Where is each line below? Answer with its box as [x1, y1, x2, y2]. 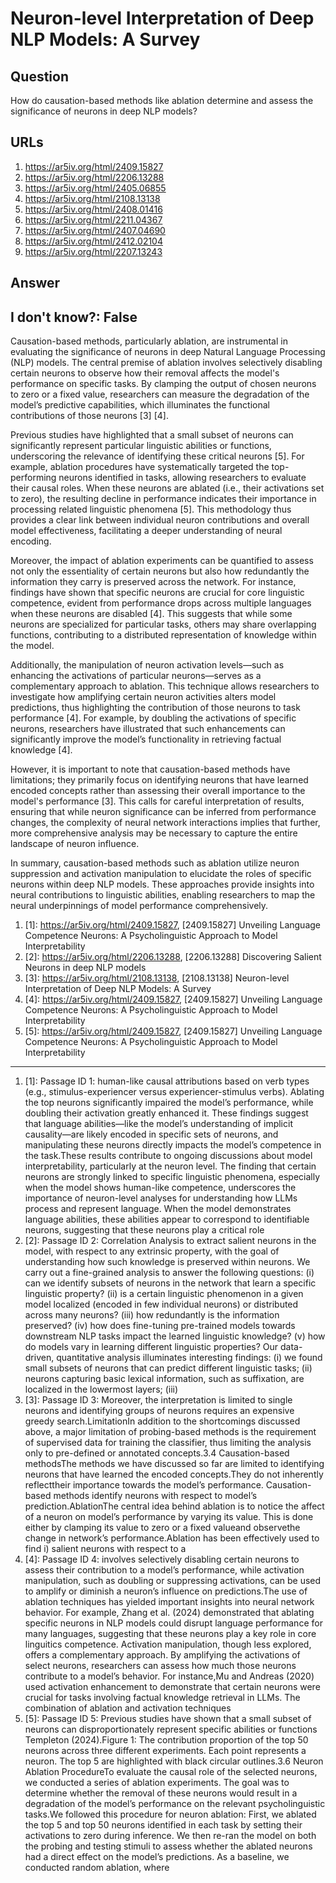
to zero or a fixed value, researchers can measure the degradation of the [10, 388, 310, 401]
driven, [24, 1352, 55, 1364]
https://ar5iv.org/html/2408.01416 [24, 203, 163, 215]
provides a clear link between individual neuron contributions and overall [10, 514, 310, 526]
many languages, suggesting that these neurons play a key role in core [24, 1628, 317, 1640]
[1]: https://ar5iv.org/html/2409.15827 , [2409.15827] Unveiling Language [24, 919, 321, 931]
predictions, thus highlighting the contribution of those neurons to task [10, 702, 301, 714]
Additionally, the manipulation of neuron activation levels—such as [10, 659, 285, 671]
